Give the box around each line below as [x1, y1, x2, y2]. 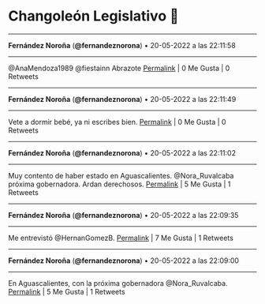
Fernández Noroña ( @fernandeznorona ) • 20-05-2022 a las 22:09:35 [8, 210, 239, 220]
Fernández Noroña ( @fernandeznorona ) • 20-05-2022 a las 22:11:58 [8, 40, 237, 50]
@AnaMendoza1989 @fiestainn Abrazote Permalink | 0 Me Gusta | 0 [8, 63, 230, 73]
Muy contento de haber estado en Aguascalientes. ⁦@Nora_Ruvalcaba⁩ [8, 171, 234, 180]
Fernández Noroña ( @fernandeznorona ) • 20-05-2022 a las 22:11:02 [8, 148, 237, 157]
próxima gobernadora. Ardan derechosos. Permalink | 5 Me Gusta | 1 [8, 179, 231, 189]
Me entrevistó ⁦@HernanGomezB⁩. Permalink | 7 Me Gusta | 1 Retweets [8, 233, 234, 242]
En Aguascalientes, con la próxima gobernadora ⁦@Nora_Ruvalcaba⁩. [8, 278, 228, 287]
